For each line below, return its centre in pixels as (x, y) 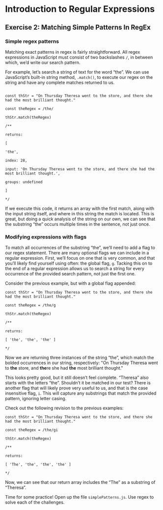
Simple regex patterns (32, 41)
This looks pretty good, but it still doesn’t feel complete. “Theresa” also (77, 377)
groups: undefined (24, 182)
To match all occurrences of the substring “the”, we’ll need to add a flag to (80, 248)
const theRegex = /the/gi (31, 430)
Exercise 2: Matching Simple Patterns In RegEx (78, 27)
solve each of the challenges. (35, 502)
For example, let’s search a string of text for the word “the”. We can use (77, 72)
